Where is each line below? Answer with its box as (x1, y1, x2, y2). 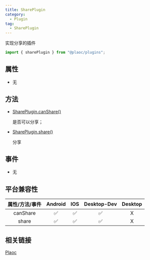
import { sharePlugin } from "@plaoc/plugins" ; (5, 50, 106, 55)
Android (46, 201, 66, 208)
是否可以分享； (12, 119, 43, 125)
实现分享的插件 (5, 40, 36, 46)
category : (5, 12, 26, 17)
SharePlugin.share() (12, 129, 53, 135)
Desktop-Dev (84, 201, 117, 208)
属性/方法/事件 (7, 201, 42, 208)
